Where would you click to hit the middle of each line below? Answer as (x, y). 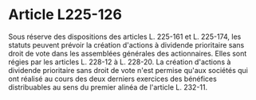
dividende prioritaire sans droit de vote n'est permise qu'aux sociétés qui (128, 70)
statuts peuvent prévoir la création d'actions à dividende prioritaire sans (126, 44)
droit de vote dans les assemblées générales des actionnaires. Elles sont (128, 53)
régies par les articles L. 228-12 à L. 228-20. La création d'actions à (120, 62)
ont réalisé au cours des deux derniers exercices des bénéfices (112, 79)
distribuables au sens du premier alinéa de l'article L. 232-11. (108, 87)
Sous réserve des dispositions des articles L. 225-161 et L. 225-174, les (125, 37)
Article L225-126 (65, 15)
